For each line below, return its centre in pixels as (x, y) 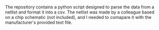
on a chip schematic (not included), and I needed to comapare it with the (78, 17)
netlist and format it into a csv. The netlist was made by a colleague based (80, 12)
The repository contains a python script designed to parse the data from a (80, 7)
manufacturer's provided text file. (39, 22)
